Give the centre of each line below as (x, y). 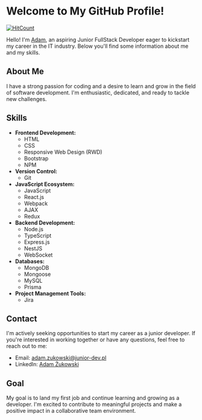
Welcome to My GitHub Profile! (85, 11)
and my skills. (23, 52)
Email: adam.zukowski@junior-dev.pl (61, 358)
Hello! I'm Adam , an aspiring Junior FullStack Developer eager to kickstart (98, 39)
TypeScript (38, 235)
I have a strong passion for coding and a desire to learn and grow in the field (101, 86)
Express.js (37, 242)
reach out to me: (27, 346)
